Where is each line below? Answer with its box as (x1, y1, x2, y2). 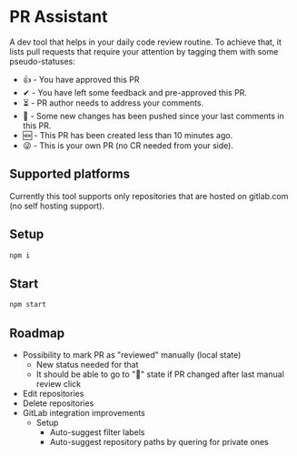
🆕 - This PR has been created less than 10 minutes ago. (22, 129, 233, 140)
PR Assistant (9, 6, 108, 27)
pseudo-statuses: (9, 56, 75, 66)
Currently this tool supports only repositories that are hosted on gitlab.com (9, 190, 289, 201)
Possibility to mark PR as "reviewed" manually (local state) (22, 349, 242, 360)
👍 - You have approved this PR (22, 74, 140, 85)
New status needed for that (35, 359, 139, 370)
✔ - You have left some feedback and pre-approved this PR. (22, 86, 248, 97)
